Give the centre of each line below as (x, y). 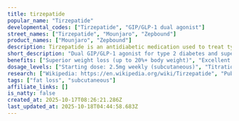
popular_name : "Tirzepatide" (51, 21)
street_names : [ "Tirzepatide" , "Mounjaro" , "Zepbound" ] (92, 34)
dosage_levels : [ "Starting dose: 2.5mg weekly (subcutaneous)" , (105, 67)
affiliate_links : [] (38, 87)
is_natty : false (31, 93)
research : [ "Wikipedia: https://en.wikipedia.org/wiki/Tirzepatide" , (113, 73)
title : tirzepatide (36, 14)
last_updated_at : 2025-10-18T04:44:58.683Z (73, 107)
